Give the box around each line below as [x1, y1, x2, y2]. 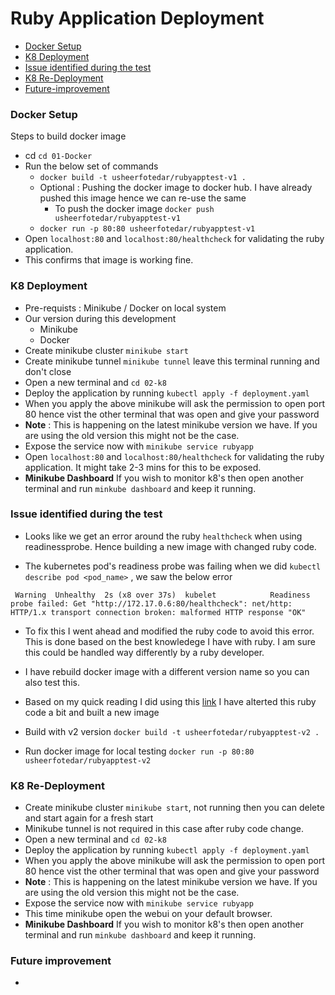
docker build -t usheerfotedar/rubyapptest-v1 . [39, 173, 247, 183]
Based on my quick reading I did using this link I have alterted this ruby [24, 695, 317, 707]
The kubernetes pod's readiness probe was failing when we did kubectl [24, 560, 322, 572]
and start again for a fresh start [24, 812, 154, 824]
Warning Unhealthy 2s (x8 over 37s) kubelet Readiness [14, 590, 311, 600]
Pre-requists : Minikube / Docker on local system [24, 302, 227, 314]
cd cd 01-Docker [24, 150, 93, 162]
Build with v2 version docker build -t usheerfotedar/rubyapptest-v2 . [24, 725, 320, 737]
